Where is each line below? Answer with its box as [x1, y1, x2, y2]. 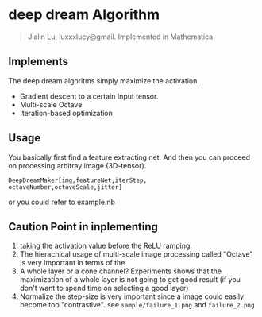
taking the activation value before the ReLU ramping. [19, 241, 193, 251]
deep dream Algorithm [8, 6, 160, 24]
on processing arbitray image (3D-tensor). [8, 160, 147, 170]
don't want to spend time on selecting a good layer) [19, 284, 189, 293]
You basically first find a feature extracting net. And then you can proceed [8, 153, 251, 162]
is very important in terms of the [19, 258, 125, 268]
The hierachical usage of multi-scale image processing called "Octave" [19, 249, 253, 259]
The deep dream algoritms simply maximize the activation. [8, 75, 200, 85]
